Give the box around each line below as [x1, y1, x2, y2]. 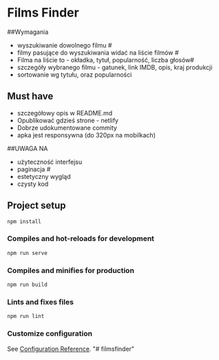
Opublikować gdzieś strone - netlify [17, 116, 119, 124]
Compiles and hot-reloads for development [7, 234, 155, 243]
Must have [7, 91, 54, 102]
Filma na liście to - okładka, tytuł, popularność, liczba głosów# [17, 55, 194, 64]
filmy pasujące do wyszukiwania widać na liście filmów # [17, 48, 179, 57]
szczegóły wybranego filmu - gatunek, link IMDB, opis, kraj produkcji [17, 63, 213, 71]
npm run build [7, 281, 48, 288]
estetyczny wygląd [17, 172, 71, 180]
